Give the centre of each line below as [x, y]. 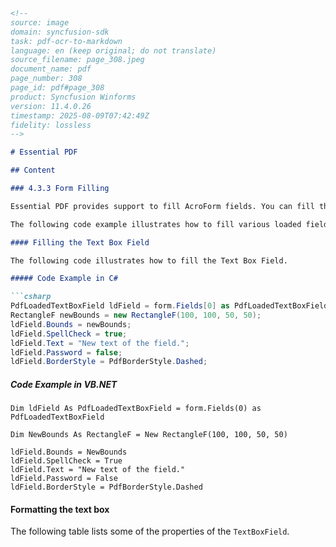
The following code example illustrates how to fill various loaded [156, 224]
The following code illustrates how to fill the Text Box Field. [149, 260]
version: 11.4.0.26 [51, 106]
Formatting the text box [60, 509]
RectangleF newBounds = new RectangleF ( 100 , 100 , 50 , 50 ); [136, 315]
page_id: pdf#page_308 [57, 88]
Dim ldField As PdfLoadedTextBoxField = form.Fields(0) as [136, 409]
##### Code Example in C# [64, 279]
